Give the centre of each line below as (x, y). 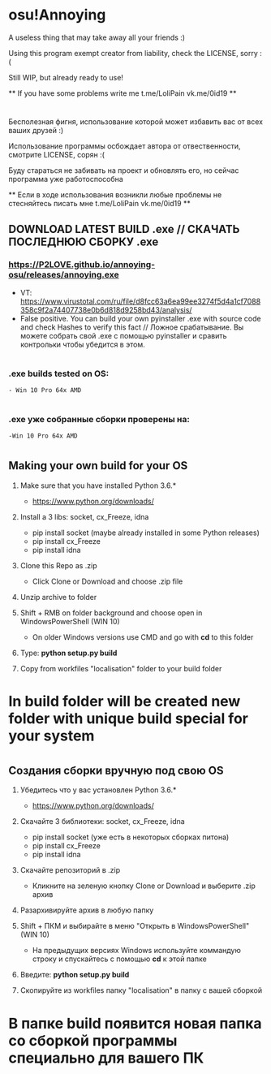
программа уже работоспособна (66, 179)
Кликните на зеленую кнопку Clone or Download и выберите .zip (144, 886)
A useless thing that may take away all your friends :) (97, 37)
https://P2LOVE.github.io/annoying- (82, 265)
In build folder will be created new (125, 701)
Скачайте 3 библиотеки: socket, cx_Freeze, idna (102, 822)
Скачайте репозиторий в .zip (70, 870)
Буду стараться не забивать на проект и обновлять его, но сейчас (124, 170)
